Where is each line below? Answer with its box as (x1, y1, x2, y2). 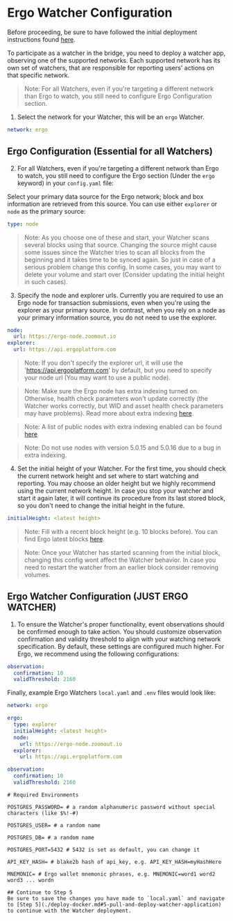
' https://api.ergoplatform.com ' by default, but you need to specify (24, 366, 212, 374)
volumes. (24, 570, 51, 578)
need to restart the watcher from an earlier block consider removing (24, 562, 218, 572)
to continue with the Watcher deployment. (7, 907, 132, 914)
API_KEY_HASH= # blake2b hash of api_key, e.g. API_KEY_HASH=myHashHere (7, 858, 222, 865)
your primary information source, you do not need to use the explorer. (17, 313, 217, 322)
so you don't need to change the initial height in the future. (17, 501, 185, 510)
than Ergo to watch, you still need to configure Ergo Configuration (24, 92, 212, 100)
